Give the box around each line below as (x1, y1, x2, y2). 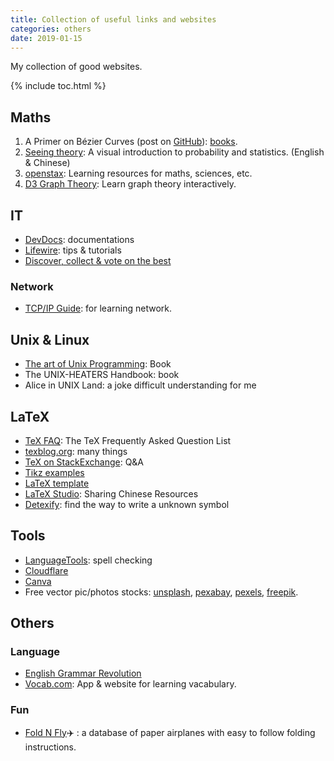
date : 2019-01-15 (10, 33, 83, 43)
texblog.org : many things (24, 445, 128, 457)
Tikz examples (24, 466, 85, 478)
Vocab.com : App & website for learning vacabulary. (24, 678, 237, 690)
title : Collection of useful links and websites (10, 14, 217, 25)
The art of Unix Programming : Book (24, 358, 172, 370)
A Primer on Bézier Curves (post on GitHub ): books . (24, 136, 238, 148)
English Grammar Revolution (24, 667, 142, 680)
